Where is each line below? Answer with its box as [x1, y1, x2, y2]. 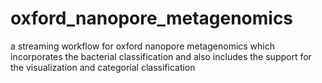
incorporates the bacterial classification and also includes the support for [10, 50, 312, 62]
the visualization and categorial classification [10, 61, 196, 73]
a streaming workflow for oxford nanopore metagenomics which [10, 40, 276, 52]
